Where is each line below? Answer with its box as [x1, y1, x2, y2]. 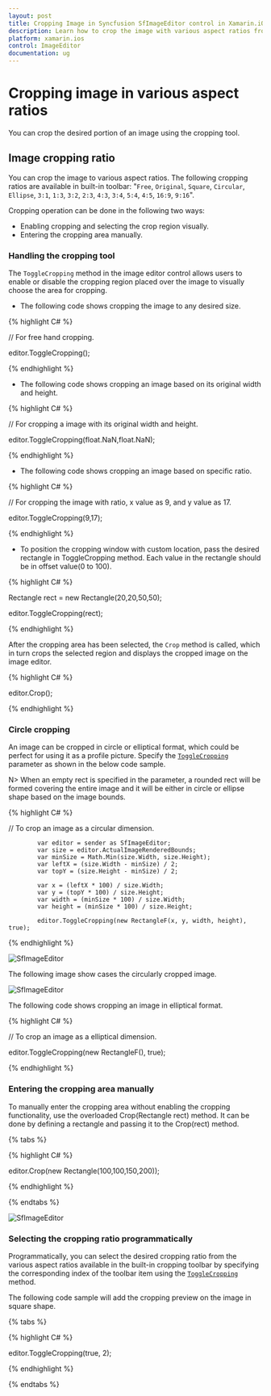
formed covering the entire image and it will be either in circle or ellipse [8, 784, 244, 794]
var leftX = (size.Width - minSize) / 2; [37, 861, 179, 869]
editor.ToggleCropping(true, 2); [8, 1348, 112, 1357]
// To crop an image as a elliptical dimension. [8, 1032, 157, 1042]
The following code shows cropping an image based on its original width [19, 379, 262, 389]
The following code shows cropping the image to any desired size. [19, 301, 241, 311]
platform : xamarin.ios [8, 34, 85, 43]
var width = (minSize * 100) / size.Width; [37, 895, 186, 904]
